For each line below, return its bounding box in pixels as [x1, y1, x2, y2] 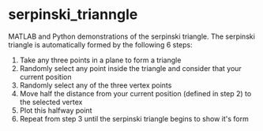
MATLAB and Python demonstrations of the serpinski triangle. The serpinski [8, 32, 255, 41]
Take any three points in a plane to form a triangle [19, 55, 182, 65]
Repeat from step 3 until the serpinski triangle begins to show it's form [19, 114, 249, 123]
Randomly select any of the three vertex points [19, 80, 172, 90]
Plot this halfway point [19, 105, 92, 115]
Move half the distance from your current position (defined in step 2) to [19, 88, 252, 98]
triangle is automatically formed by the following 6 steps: [8, 39, 193, 49]
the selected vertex [19, 97, 83, 107]
